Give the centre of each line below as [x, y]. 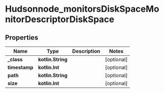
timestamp [20, 67]
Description [86, 51]
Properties [22, 37]
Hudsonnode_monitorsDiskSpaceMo [82, 9]
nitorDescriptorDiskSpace [60, 19]
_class [15, 59]
